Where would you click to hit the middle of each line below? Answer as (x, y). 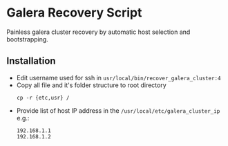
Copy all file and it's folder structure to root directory (91, 85)
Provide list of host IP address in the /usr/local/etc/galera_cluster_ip (118, 110)
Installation (31, 61)
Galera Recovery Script (74, 13)
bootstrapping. (28, 39)
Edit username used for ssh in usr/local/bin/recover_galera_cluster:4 (118, 77)
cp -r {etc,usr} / (43, 98)
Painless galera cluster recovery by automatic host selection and (98, 32)
